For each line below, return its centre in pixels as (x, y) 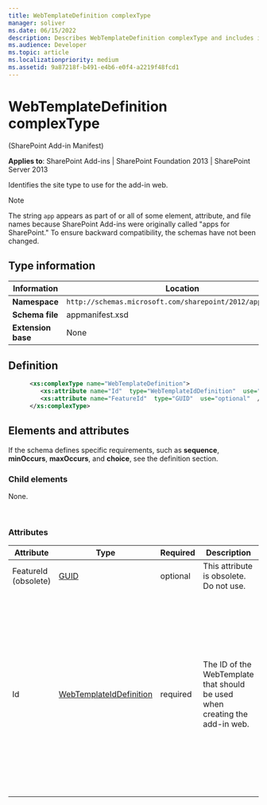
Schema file (35, 315)
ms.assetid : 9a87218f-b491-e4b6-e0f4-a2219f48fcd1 (94, 68)
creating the (226, 714)
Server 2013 (28, 169)
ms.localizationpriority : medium (64, 60)
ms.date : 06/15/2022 (43, 30)
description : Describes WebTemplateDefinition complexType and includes (131, 38)
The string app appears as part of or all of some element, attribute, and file (130, 215)
